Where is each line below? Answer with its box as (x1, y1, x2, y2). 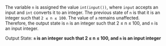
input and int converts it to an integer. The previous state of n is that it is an (5, 9, 161, 15)
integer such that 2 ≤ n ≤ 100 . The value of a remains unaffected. (5, 15, 140, 20)
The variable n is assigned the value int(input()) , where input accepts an (5, 4, 159, 10)
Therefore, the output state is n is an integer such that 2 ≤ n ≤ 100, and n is (5, 20, 158, 26)
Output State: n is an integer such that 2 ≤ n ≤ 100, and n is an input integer (5, 35, 161, 41)
